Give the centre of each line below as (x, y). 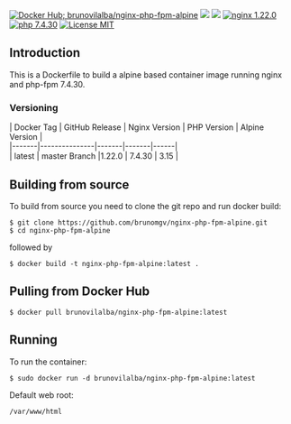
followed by (31, 247)
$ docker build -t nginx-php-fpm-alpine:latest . (105, 263)
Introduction (45, 53)
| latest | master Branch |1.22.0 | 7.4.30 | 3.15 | (94, 156)
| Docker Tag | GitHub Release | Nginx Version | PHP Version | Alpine (136, 127)
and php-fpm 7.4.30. (47, 84)
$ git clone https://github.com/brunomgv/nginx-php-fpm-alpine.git (139, 222)
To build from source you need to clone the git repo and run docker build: (145, 206)
